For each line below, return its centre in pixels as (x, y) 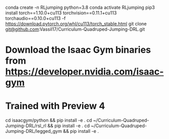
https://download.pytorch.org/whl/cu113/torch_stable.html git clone (76, 24)
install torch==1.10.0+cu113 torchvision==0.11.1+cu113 (61, 13)
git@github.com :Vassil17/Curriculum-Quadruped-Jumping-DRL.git (75, 29)
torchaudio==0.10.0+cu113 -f (36, 18)
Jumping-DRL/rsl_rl (26, 126)
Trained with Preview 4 (55, 106)
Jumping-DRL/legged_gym (34, 131)
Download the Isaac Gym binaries (78, 50)
